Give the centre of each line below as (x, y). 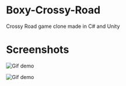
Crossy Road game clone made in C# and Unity (63, 26)
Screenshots (38, 50)
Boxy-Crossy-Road (53, 10)
